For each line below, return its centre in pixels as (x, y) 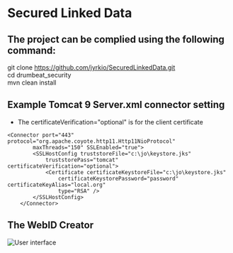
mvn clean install (32, 82)
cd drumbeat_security (39, 75)
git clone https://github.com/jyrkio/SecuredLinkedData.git (91, 68)
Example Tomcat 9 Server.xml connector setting (116, 105)
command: (32, 50)
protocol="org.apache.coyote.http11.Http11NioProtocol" (91, 141)
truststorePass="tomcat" (82, 160)
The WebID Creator (51, 225)
